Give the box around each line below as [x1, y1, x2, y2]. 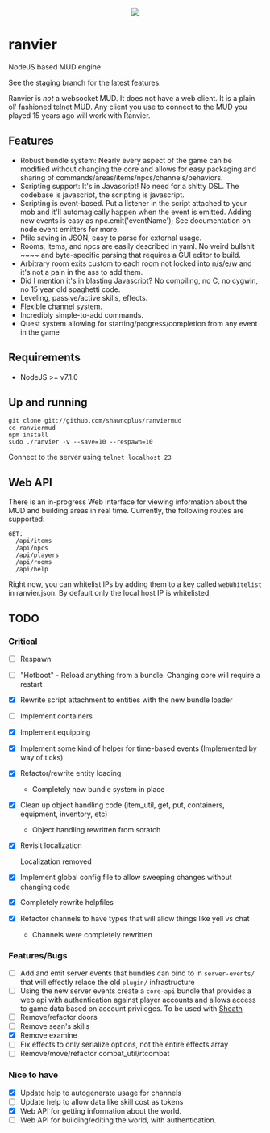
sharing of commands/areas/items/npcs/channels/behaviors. [19, 172, 223, 182]
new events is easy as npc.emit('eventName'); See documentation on [19, 215, 251, 225]
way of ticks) [19, 752, 64, 763]
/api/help [15, 566, 48, 574]
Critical [8, 635, 38, 647]
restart [19, 680, 43, 689]
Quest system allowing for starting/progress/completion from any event [19, 318, 258, 328]
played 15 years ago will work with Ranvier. [8, 110, 151, 120]
